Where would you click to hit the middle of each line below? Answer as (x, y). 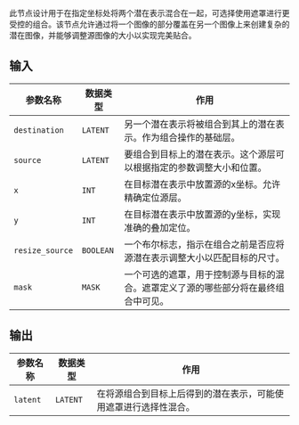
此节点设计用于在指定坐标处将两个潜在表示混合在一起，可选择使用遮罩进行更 (149, 13)
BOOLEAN (97, 250)
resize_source (44, 250)
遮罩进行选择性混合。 (150, 406)
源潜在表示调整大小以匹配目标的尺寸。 (204, 257)
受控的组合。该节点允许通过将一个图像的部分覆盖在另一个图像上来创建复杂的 (149, 24)
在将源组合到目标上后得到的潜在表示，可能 (186, 393)
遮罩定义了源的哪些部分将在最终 (209, 288)
